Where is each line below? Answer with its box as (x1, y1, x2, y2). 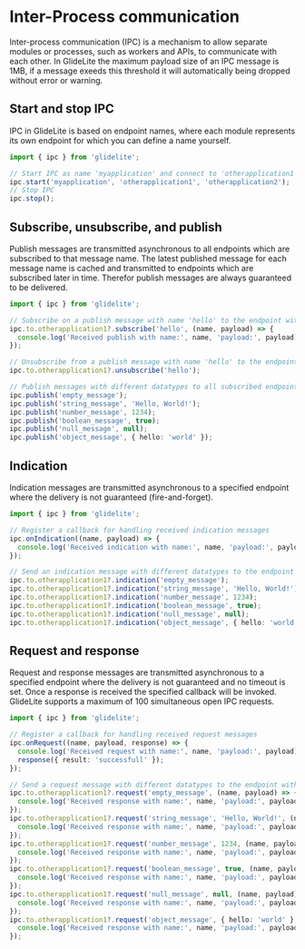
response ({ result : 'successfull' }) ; (17, 755, 165, 764)
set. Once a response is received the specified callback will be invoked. (9, 687, 277, 698)
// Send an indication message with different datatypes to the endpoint (9, 567, 295, 577)
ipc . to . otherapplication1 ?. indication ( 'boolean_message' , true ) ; (9, 601, 261, 610)
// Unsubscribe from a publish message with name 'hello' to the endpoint (9, 357, 299, 367)
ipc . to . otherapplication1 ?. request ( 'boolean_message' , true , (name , (9, 865, 274, 874)
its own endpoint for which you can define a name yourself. (9, 134, 231, 146)
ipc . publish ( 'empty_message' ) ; (9, 390, 128, 400)
